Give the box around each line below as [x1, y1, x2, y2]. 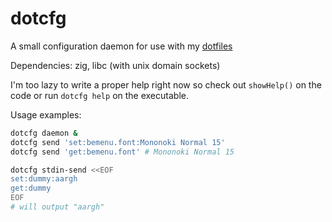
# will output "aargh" [10, 202, 105, 212]
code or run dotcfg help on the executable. [10, 89, 189, 101]
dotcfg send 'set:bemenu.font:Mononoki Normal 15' [10, 137, 226, 147]
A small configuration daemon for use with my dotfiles [10, 40, 233, 52]
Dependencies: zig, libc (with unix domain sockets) [10, 59, 221, 71]
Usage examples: [10, 108, 82, 121]
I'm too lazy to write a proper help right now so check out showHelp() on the [10, 78, 322, 91]
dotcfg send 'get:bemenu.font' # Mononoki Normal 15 [10, 147, 235, 157]
